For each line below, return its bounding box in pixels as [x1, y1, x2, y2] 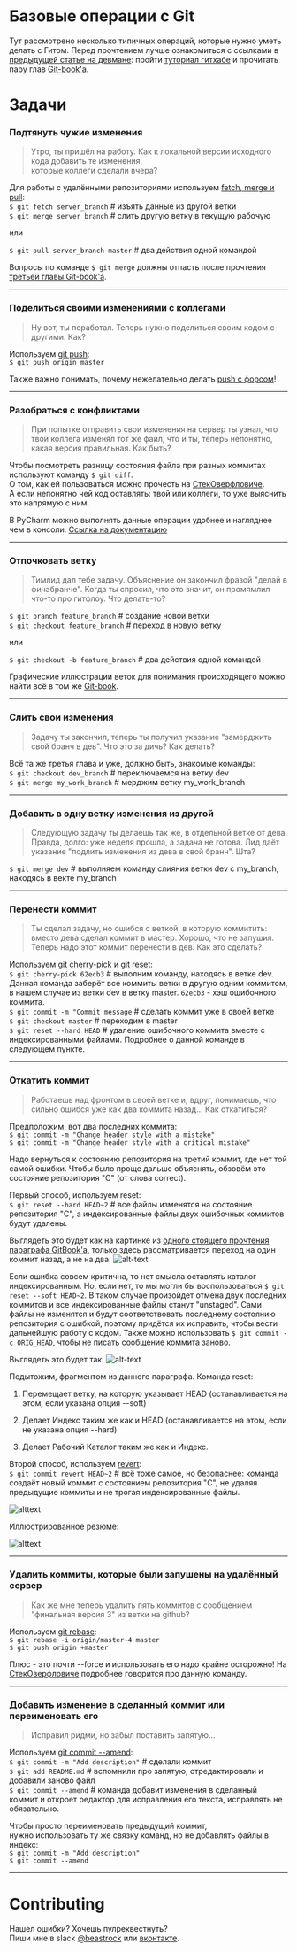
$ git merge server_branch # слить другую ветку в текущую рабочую [9, 211, 271, 221]
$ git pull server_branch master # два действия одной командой [9, 245, 257, 256]
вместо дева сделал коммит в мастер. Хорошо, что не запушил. [30, 932, 275, 944]
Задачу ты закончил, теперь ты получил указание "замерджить [30, 731, 272, 742]
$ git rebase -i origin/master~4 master [9, 1635, 161, 1644]
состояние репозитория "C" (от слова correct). [9, 1172, 187, 1183]
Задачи [9, 95, 67, 115]
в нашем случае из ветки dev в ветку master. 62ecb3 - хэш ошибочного [9, 987, 277, 998]
